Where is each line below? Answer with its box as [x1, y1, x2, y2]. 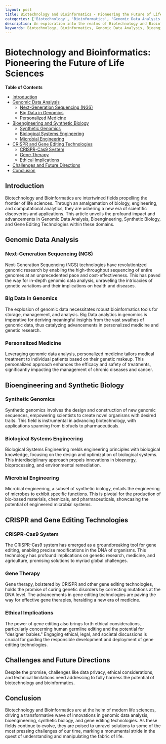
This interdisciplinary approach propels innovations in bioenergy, [5, 457, 137, 463]
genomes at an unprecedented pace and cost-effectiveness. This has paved [5, 272, 161, 278]
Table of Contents [5, 85, 43, 91]
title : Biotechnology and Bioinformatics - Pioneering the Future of [5, 12, 152, 17]
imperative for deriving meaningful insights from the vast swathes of [5, 317, 144, 323]
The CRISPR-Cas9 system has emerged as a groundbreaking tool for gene [5, 542, 157, 548]
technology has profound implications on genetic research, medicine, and [5, 553, 156, 558]
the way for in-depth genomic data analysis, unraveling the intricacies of [5, 278, 153, 283]
